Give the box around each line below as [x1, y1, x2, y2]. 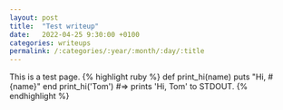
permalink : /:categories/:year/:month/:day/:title [9, 47, 205, 56]
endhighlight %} [9, 91, 70, 102]
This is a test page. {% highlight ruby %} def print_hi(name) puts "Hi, [9, 71, 267, 82]
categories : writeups [9, 38, 92, 48]
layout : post [9, 13, 59, 23]
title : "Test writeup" [9, 22, 100, 31]
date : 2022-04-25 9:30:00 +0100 [9, 30, 141, 39]
